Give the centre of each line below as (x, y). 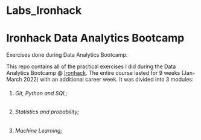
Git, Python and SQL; (41, 93)
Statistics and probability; (47, 112)
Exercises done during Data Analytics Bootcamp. (67, 55)
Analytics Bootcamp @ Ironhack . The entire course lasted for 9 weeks (93, 73)
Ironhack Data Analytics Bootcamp (95, 38)
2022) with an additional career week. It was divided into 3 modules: (109, 80)
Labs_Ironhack (44, 11)
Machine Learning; (38, 130)
